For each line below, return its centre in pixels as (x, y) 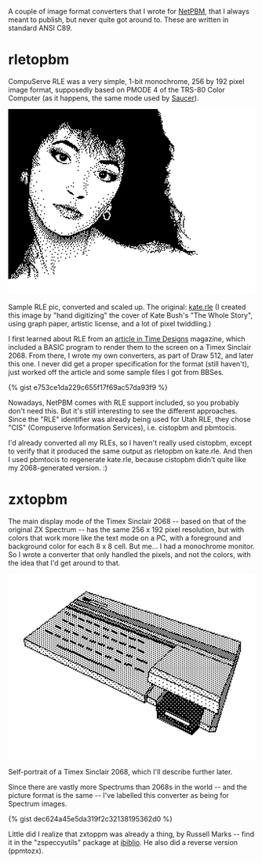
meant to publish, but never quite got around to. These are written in (118, 20)
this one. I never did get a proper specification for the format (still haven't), (129, 363)
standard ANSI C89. (40, 28)
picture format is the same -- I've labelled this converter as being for (119, 795)
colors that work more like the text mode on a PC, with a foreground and (125, 537)
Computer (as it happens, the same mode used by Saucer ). (104, 98)
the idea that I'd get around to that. (64, 563)
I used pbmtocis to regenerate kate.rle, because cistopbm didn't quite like (127, 459)
